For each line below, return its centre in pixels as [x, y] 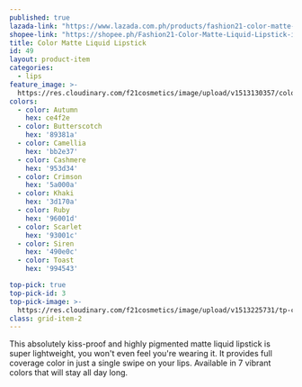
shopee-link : [34, 34]
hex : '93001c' [52, 235]
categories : [31, 68]
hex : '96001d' [52, 218]
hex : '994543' [52, 269]
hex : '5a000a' [52, 185]
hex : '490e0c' [52, 252]
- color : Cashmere [52, 160]
